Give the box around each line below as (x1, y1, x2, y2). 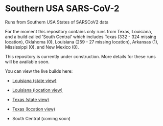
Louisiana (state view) (12, 78, 57, 84)
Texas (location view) (12, 106, 55, 112)
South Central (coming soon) (12, 115, 71, 121)
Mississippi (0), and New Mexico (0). (5, 44, 79, 50)
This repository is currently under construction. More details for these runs (5, 53, 156, 59)
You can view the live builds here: (5, 68, 73, 74)
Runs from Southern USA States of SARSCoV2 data (5, 19, 109, 25)
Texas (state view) (12, 96, 49, 103)
